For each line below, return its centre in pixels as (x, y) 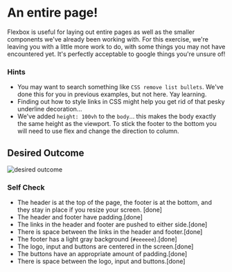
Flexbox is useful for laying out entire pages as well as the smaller (101, 32)
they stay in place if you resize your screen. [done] (90, 210)
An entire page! (53, 13)
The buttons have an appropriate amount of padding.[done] (102, 254)
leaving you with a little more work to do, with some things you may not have (116, 46)
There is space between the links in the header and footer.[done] (110, 232)
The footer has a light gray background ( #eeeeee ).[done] (97, 239)
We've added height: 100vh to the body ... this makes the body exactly (117, 116)
